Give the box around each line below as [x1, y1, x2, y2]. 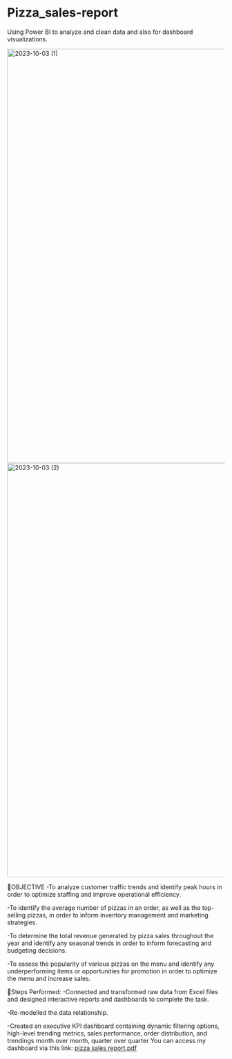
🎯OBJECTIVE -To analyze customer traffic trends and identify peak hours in [7, 882, 222, 891]
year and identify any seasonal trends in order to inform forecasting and [7, 939, 212, 947]
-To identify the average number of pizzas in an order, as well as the [7, 903, 201, 912]
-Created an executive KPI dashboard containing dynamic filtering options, [7, 1022, 220, 1030]
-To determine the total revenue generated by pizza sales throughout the [7, 931, 214, 940]
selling [7, 911, 26, 919]
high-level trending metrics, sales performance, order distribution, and [7, 1029, 208, 1037]
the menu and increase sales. [7, 974, 91, 982]
